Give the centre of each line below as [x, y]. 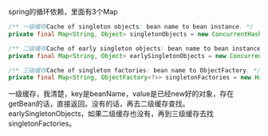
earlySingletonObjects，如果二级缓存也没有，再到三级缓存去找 [111, 114]
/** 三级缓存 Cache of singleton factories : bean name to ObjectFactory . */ [134, 70]
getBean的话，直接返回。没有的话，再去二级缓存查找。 [99, 104]
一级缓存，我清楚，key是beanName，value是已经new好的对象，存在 [121, 94]
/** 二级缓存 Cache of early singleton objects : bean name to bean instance [134, 49]
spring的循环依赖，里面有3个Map [63, 12]
